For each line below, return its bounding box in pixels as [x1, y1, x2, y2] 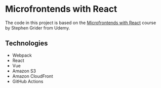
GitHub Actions [12, 78, 43, 84]
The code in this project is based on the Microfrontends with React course [5, 20, 157, 26]
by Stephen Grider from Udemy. [5, 25, 70, 30]
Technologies [5, 39, 48, 48]
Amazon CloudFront [12, 73, 53, 79]
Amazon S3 [12, 68, 36, 74]
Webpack [12, 52, 32, 58]
